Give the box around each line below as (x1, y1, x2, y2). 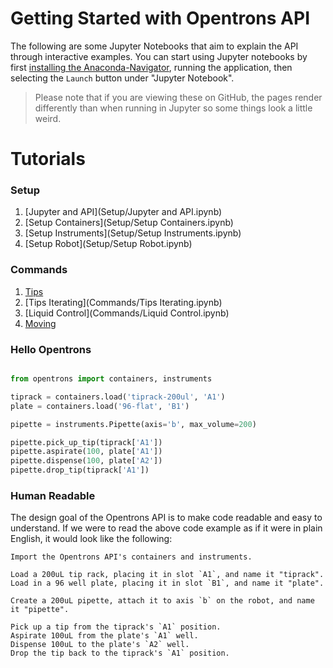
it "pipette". (10, 605, 70, 615)
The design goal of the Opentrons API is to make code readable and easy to (10, 512, 323, 524)
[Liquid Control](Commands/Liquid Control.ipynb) (24, 307, 230, 319)
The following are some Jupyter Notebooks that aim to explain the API (10, 40, 299, 52)
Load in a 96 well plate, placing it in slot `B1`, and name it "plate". (10, 578, 325, 589)
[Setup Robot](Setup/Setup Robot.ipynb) (24, 238, 193, 250)
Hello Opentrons (10, 342, 92, 356)
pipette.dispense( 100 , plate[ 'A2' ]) (10, 456, 163, 466)
